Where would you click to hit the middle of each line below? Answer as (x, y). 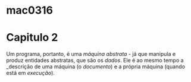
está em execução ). (31, 73)
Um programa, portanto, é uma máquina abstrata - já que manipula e (91, 54)
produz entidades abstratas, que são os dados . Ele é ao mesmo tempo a (95, 61)
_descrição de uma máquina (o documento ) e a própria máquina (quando (96, 67)
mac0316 (30, 10)
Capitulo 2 (32, 38)
